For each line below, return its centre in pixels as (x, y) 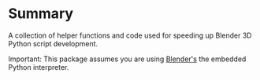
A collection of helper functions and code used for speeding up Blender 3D (130, 35)
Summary (41, 14)
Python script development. (53, 43)
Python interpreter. (39, 67)
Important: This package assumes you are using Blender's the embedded (127, 59)
